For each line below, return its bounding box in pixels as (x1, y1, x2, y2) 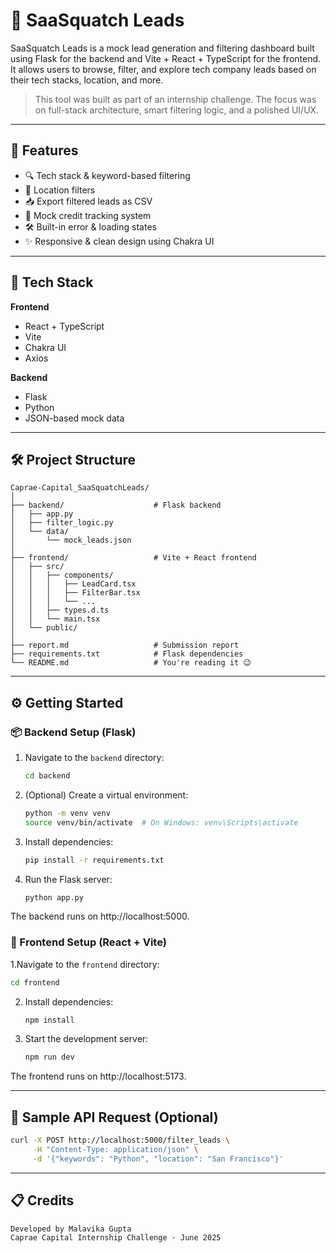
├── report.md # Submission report (10, 640, 240, 651)
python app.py (24, 892, 84, 903)
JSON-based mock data (24, 412, 125, 424)
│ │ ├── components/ (10, 570, 114, 581)
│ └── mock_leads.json (10, 535, 132, 546)
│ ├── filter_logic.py (10, 518, 114, 528)
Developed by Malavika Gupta (10, 1224, 132, 1234)
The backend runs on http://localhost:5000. (10, 910, 190, 923)
